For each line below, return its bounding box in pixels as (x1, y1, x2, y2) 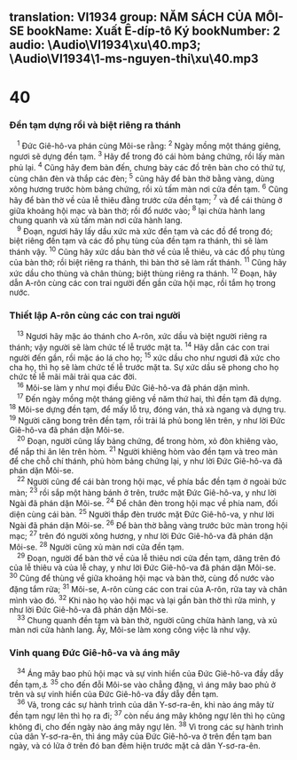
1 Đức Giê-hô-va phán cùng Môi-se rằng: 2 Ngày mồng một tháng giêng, (17, 139, 281, 151)
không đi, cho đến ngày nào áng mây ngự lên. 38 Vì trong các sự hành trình (9, 720, 284, 732)
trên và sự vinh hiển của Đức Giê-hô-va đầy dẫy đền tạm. (9, 688, 219, 699)
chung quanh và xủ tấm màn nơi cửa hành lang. (9, 215, 184, 226)
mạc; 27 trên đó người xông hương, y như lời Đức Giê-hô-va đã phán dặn (9, 529, 273, 542)
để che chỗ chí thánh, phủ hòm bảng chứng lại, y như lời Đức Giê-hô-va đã (9, 455, 283, 467)
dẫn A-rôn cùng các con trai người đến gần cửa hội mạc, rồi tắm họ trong (9, 278, 277, 289)
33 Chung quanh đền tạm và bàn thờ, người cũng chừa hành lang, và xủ (17, 614, 277, 626)
